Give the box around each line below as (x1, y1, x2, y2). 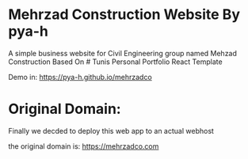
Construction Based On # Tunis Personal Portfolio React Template (8, 57, 223, 66)
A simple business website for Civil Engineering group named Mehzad (8, 48, 238, 58)
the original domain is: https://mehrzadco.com (8, 141, 159, 151)
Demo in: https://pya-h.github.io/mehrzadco (8, 72, 152, 81)
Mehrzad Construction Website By (8, 6, 240, 24)
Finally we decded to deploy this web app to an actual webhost (8, 126, 214, 135)
